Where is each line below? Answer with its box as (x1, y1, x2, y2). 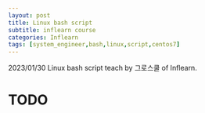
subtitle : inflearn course (8, 26, 96, 34)
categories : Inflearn (8, 33, 79, 42)
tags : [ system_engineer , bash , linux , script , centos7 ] (8, 41, 180, 49)
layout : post (8, 11, 51, 20)
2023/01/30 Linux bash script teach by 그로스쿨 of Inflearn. (8, 64, 197, 73)
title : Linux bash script (8, 19, 92, 27)
